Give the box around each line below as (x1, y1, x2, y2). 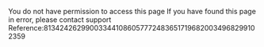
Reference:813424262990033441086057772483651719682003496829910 (8, 23, 255, 32)
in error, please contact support (8, 15, 112, 24)
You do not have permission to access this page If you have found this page (8, 7, 256, 16)
